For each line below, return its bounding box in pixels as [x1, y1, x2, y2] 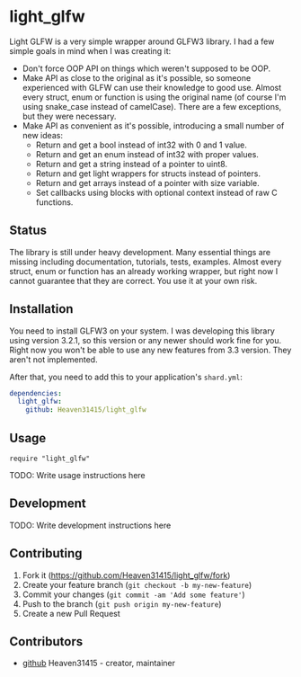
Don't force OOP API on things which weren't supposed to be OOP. [22, 63, 271, 74]
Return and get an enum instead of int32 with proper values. [35, 148, 259, 159]
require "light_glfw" [9, 454, 91, 463]
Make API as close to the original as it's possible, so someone [22, 72, 252, 83]
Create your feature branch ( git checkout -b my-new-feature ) [22, 579, 252, 590]
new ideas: [22, 129, 63, 140]
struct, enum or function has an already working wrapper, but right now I [9, 265, 279, 276]
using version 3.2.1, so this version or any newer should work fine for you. [9, 334, 282, 345]
